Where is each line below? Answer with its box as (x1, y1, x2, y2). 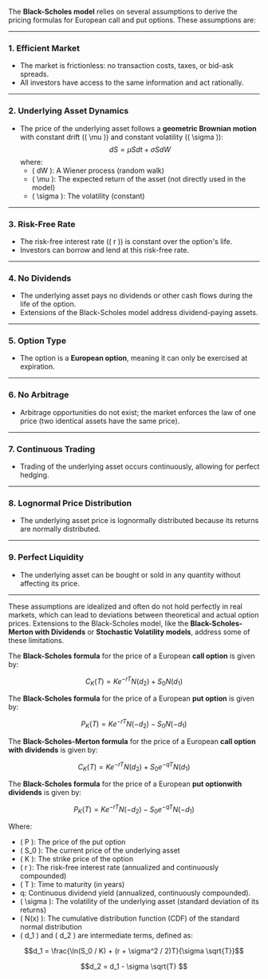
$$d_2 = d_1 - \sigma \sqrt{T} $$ (80, 961, 188, 971)
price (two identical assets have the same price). (19, 416, 180, 426)
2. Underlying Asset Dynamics (8, 106, 129, 117)
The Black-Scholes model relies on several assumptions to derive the (8, 7, 238, 16)
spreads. (19, 70, 49, 79)
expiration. (19, 362, 56, 371)
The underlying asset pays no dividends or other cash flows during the (19, 291, 253, 301)
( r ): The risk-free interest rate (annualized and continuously (19, 863, 219, 873)
